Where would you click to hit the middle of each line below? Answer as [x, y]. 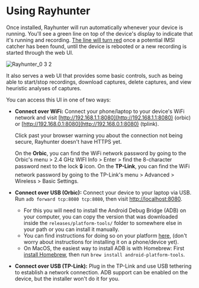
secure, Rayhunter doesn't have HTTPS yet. [68, 141]
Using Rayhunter [48, 11]
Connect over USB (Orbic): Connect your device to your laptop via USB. [103, 192]
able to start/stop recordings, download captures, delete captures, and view [99, 82]
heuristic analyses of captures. [44, 88]
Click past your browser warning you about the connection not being [99, 135]
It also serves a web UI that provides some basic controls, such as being [94, 75]
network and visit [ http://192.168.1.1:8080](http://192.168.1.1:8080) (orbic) [103, 118]
